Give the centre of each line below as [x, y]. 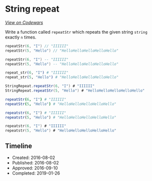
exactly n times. [21, 37]
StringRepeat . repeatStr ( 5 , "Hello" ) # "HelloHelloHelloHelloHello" [75, 91]
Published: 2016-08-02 [36, 163]
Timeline [19, 146]
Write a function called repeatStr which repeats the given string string [76, 32]
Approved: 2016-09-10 [35, 168]
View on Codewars [24, 22]
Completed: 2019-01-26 [36, 173]
